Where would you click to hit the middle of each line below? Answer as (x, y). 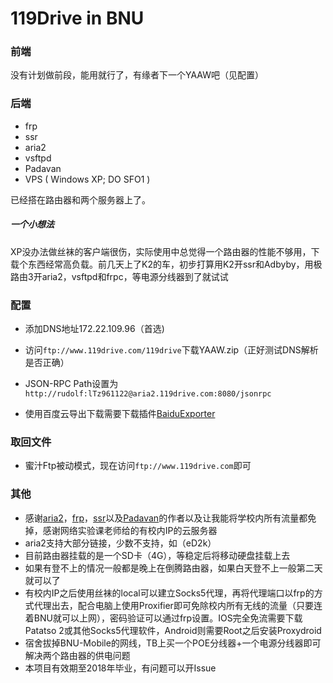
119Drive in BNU (77, 18)
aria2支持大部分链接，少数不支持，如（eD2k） (120, 543)
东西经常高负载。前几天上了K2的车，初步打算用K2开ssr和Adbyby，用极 (175, 264)
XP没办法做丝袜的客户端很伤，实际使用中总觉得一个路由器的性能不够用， (161, 251)
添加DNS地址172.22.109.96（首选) (94, 329)
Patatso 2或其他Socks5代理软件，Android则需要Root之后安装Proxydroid (173, 630)
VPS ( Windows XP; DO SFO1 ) (87, 179)
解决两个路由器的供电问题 (77, 655)
